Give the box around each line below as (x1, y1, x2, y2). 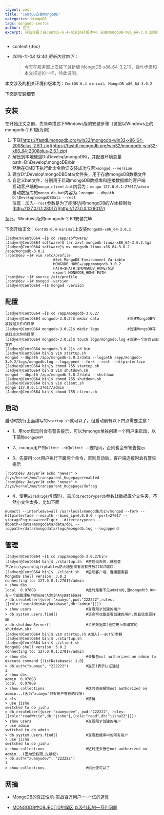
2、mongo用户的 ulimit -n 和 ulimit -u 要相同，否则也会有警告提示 (12, 445, 145, 451)
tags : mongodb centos (5, 21, 49, 26)
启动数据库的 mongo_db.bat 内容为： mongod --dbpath (12, 189, 115, 195)
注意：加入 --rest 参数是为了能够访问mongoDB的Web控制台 (12, 200, 132, 206)
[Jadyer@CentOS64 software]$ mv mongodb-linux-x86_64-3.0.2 (5, 244, 130, 249)
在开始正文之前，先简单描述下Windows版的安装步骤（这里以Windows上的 (5, 121, 154, 127)
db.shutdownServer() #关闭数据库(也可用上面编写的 (9, 622, 138, 628)
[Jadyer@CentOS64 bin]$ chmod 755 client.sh (5, 389, 97, 394)
